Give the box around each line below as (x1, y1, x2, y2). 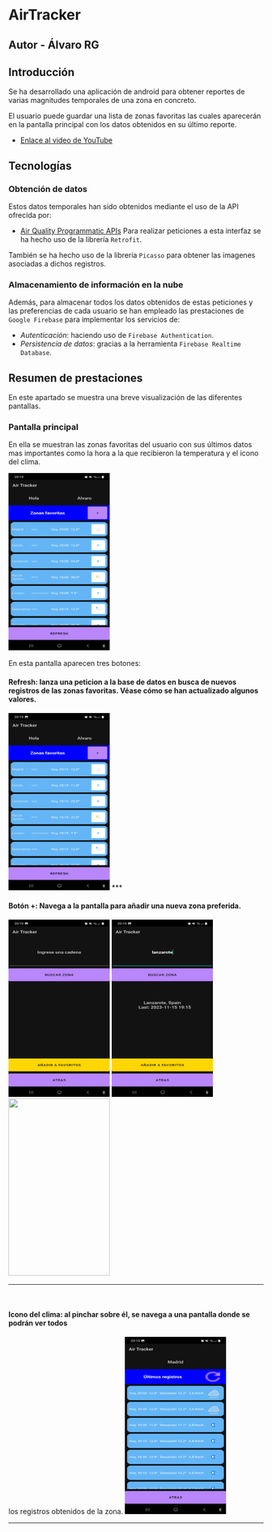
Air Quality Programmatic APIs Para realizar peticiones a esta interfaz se (19, 226, 261, 236)
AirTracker (8, 6, 81, 24)
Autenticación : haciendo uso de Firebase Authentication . (19, 331, 215, 340)
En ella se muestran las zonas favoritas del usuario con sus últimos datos (8, 440, 253, 450)
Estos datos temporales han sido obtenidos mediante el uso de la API (8, 202, 239, 211)
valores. (8, 694, 36, 704)
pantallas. (8, 401, 41, 411)
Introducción (8, 65, 75, 79)
